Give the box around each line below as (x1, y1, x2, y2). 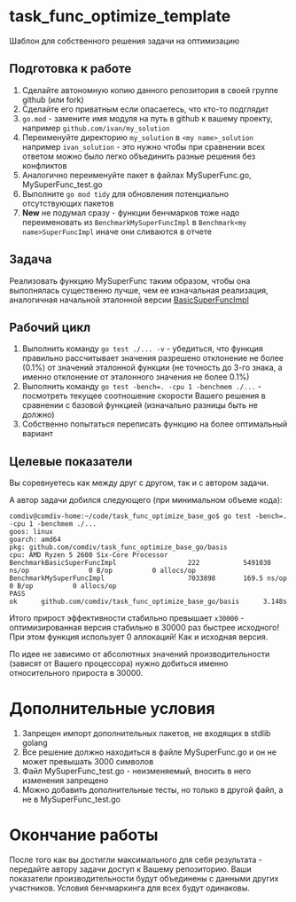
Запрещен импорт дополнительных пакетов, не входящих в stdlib (21, 728, 271, 739)
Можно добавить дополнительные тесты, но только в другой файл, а (21, 785, 284, 796)
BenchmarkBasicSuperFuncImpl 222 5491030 (9, 559, 272, 568)
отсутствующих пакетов (21, 198, 114, 208)
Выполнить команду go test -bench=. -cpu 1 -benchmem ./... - (21, 381, 262, 392)
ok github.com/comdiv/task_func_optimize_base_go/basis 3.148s (9, 597, 288, 607)
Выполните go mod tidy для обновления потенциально (21, 188, 229, 199)
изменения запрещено (21, 775, 109, 786)
